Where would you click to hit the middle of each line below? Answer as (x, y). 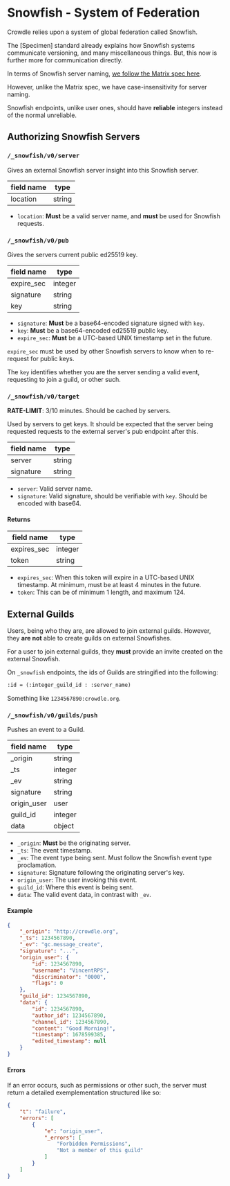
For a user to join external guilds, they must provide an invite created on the (115, 652)
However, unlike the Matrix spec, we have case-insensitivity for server (107, 87)
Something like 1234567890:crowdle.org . (64, 699)
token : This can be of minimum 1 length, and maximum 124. (101, 592)
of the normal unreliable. (42, 115)
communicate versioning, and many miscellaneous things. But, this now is (112, 53)
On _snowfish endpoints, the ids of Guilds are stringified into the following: (113, 672)
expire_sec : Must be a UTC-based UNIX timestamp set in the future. (115, 338)
